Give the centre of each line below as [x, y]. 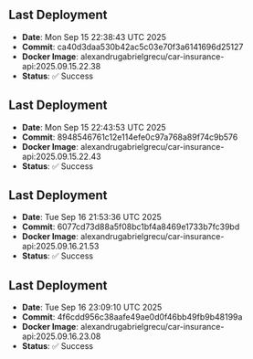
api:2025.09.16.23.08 [61, 336]
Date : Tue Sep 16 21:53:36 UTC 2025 [91, 217]
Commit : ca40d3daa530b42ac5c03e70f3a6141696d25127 [132, 47]
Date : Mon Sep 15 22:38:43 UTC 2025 [94, 37]
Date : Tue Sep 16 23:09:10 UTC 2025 [92, 307]
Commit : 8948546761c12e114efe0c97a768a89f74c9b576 [130, 137]
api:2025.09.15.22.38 [61, 66]
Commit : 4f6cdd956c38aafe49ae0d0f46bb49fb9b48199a [132, 317]
